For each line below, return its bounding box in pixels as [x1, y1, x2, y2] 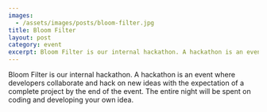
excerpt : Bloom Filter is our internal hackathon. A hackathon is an [8, 48, 244, 56]
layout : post [8, 33, 52, 42]
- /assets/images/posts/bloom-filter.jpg [15, 19, 155, 27]
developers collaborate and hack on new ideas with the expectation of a [8, 78, 245, 88]
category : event [8, 41, 62, 49]
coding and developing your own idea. [8, 95, 133, 104]
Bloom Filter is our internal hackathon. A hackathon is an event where [8, 70, 236, 79]
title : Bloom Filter [8, 26, 77, 34]
